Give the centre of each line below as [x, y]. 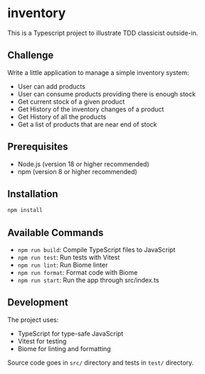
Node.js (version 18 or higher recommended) [83, 164]
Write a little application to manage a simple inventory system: [99, 72]
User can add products [51, 86]
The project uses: [33, 320]
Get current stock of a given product [71, 101]
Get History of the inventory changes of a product [91, 109]
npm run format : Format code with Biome [78, 273]
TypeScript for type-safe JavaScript [70, 333]
